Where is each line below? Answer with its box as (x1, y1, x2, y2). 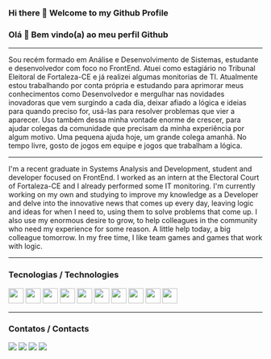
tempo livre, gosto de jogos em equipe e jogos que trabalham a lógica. (8, 141, 243, 150)
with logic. (8, 242, 43, 251)
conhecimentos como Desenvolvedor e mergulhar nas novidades (8, 89, 225, 99)
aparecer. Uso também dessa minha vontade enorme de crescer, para (8, 115, 241, 125)
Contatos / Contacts (8, 323, 90, 335)
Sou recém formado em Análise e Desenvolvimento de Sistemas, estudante (8, 55, 259, 65)
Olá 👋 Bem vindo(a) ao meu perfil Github (8, 28, 169, 40)
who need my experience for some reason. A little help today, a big (8, 224, 231, 234)
